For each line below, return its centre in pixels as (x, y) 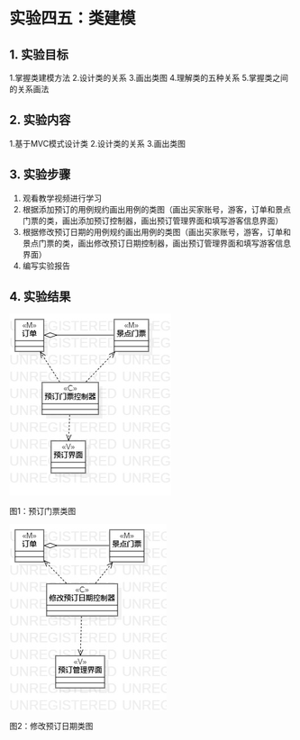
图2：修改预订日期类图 (51, 726)
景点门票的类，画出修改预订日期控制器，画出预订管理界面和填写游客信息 (156, 243)
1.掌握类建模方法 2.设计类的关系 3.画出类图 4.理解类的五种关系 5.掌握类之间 (149, 78)
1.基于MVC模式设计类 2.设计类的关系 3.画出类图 (98, 143)
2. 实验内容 (40, 120)
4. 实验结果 (40, 297)
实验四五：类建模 (73, 18)
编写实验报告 (46, 266)
